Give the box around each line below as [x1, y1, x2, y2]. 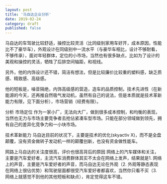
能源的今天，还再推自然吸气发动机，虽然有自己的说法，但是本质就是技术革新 [5, 92, 162, 98]
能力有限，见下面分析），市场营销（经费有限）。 [5, 98, 101, 104]
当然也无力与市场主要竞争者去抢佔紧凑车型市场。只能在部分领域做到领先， [5, 115, 158, 121]
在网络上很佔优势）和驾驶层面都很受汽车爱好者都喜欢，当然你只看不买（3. [5, 168, 158, 174]
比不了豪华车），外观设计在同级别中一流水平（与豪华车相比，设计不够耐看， [5, 46, 160, 52]
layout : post [5, 7, 32, 12]
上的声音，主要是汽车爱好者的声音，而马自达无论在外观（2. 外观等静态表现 [5, 161, 159, 167]
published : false [5, 26, 41, 31]
